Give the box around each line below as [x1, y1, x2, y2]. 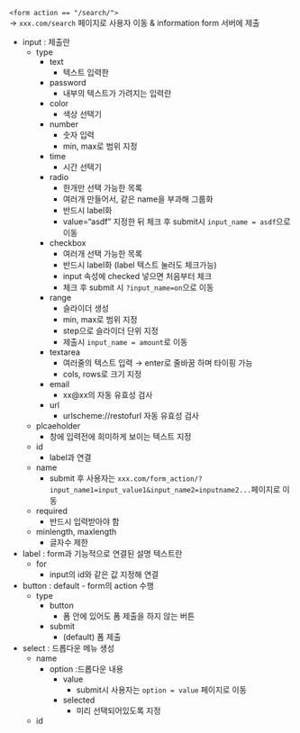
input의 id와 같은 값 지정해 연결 [49, 569, 159, 580]
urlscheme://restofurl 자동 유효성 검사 [62, 411, 200, 421]
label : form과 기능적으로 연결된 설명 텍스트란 [22, 548, 183, 558]
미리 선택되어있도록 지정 [76, 705, 161, 716]
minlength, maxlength [35, 527, 117, 537]
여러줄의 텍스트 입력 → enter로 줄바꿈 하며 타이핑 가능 [62, 357, 253, 368]
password [49, 77, 86, 87]
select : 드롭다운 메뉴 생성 [22, 643, 115, 653]
